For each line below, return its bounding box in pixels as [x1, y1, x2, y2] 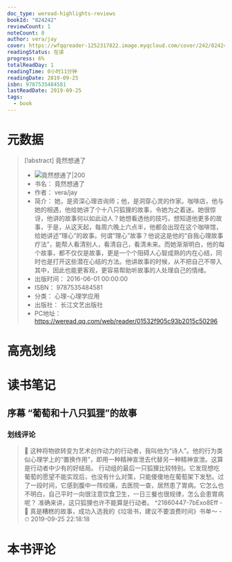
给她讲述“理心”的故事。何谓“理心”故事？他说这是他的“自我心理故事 [34, 231, 224, 239]
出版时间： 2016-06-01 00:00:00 [34, 274, 128, 283]
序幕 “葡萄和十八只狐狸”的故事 [7, 407, 137, 419]
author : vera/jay [7, 36, 57, 43]
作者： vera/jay [34, 188, 78, 196]
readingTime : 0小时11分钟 [7, 68, 78, 75]
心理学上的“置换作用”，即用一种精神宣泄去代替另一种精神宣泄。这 [30, 455, 217, 463]
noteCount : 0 [7, 29, 45, 37]
